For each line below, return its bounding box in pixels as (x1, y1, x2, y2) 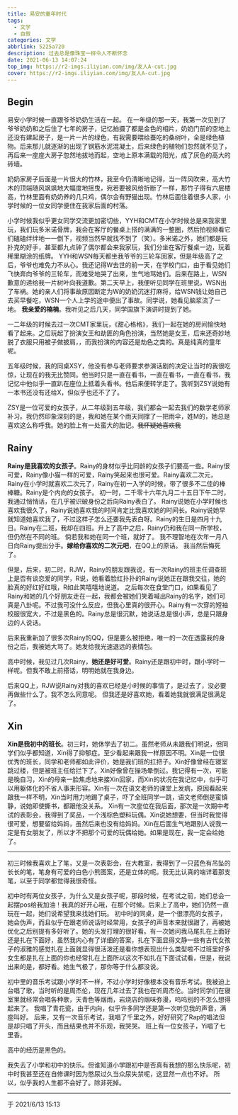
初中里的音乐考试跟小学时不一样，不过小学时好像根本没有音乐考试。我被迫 (7, 977, 225, 985)
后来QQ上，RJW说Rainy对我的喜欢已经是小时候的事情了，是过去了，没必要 (7, 681, 227, 690)
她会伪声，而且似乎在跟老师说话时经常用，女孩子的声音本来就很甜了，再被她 (7, 918, 231, 927)
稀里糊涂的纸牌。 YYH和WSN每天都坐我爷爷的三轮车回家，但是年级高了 (7, 252, 217, 261)
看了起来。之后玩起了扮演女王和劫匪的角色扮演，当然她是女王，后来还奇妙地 (7, 329, 231, 337)
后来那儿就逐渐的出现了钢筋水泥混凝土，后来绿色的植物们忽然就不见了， (19, 142, 231, 151)
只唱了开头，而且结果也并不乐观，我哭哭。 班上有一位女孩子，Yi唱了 (19, 1021, 220, 1030)
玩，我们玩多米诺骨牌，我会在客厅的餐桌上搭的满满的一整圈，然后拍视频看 (7, 225, 225, 234)
